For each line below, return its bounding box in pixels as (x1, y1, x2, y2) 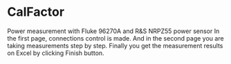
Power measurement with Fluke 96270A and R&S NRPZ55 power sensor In (7, 27, 220, 35)
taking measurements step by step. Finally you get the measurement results (7, 41, 223, 50)
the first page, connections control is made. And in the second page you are (7, 34, 224, 42)
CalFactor (7, 4, 64, 20)
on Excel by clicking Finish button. (7, 49, 105, 57)
